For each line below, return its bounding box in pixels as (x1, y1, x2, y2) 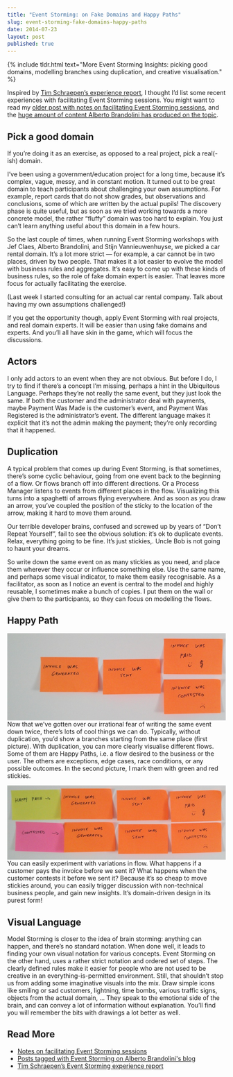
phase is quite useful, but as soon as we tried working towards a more (7, 207, 208, 215)
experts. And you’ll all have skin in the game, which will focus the (7, 328, 193, 337)
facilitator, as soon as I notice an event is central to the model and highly (7, 579, 214, 588)
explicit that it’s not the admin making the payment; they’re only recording (7, 418, 217, 427)
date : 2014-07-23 (7, 26, 58, 33)
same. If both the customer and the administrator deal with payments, (7, 396, 207, 405)
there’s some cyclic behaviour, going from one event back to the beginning (7, 472, 221, 480)
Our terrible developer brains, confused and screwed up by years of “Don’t (7, 522, 221, 530)
